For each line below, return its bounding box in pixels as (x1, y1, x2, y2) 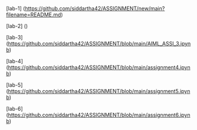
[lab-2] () (6, 23, 28, 29)
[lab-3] (6, 34, 23, 40)
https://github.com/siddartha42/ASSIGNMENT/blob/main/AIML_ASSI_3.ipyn (8, 40, 191, 47)
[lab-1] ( (6, 5, 25, 12)
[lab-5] (6, 81, 23, 88)
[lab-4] (6, 58, 24, 64)
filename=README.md (6, 11, 62, 18)
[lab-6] (6, 105, 24, 112)
